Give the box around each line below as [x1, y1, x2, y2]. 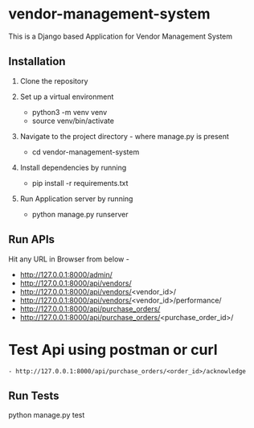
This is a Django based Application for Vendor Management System [8, 31, 233, 41]
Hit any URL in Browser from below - [8, 254, 130, 264]
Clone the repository [19, 76, 88, 85]
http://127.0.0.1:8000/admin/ [19, 270, 113, 279]
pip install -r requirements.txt [31, 178, 129, 187]
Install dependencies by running [19, 163, 127, 172]
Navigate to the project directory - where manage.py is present [19, 131, 229, 141]
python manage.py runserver [31, 209, 129, 219]
